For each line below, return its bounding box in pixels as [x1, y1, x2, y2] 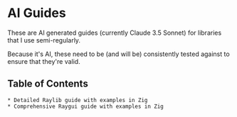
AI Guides [7, 5, 66, 21]
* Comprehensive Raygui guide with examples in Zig [7, 103, 164, 110]
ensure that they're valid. [7, 57, 80, 65]
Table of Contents [7, 78, 89, 90]
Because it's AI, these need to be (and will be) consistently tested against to [7, 50, 230, 58]
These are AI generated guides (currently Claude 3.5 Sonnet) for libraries [7, 28, 222, 37]
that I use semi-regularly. [7, 35, 80, 44]
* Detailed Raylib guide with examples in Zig [7, 96, 148, 104]
